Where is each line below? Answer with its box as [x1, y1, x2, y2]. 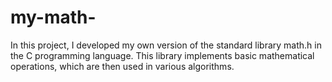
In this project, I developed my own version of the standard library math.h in [10, 39, 322, 51]
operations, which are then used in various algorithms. [10, 60, 235, 72]
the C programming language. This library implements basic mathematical [10, 49, 315, 61]
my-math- [10, 6, 97, 29]
